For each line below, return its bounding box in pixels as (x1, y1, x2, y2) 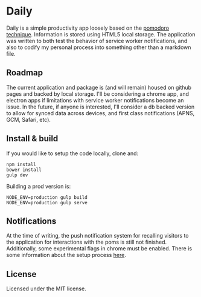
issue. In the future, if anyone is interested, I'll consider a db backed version (6, 103, 195, 110)
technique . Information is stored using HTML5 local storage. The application (6, 30, 196, 38)
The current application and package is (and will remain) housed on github (6, 84, 192, 91)
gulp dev (6, 172, 28, 178)
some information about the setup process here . (6, 252, 127, 259)
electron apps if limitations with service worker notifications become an (6, 96, 184, 104)
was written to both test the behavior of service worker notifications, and (6, 37, 188, 44)
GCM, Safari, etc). (6, 116, 51, 123)
